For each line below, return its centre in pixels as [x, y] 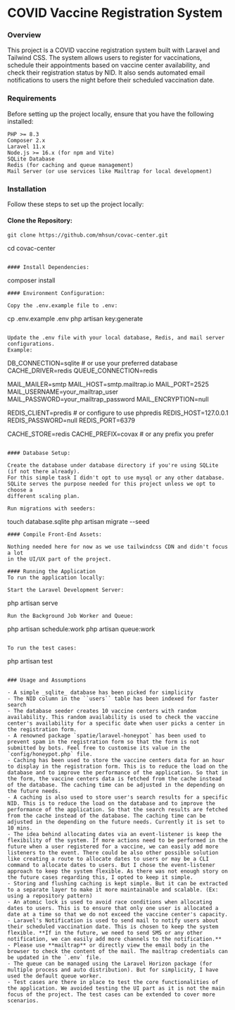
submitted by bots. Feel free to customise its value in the [99, 748]
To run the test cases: [42, 648]
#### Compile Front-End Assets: [55, 535]
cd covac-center [32, 249]
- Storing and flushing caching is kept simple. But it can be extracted [118, 884]
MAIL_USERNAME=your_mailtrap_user [63, 392]
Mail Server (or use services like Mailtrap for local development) [110, 171]
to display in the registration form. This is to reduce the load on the [118, 767]
